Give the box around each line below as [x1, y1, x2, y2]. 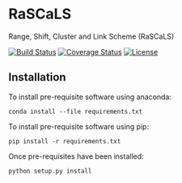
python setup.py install [8, 167, 92, 175]
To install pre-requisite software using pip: [8, 122, 150, 131]
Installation [8, 70, 66, 85]
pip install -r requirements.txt [8, 137, 121, 145]
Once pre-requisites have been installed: [8, 151, 144, 161]
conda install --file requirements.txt [8, 107, 143, 115]
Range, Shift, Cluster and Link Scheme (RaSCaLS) [8, 31, 175, 41]
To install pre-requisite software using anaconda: [8, 92, 172, 102]
